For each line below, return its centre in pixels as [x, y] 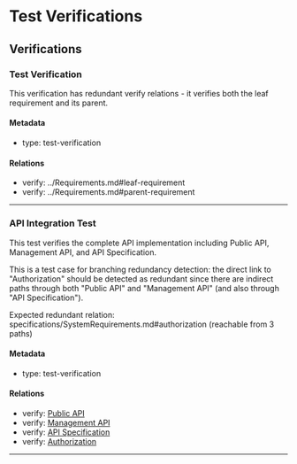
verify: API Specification [66, 432]
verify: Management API [66, 422]
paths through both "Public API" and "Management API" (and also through [145, 288]
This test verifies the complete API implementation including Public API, [139, 243]
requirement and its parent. [59, 103]
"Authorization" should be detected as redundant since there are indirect [141, 278]
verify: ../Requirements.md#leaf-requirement [103, 182]
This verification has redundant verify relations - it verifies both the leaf [139, 93]
